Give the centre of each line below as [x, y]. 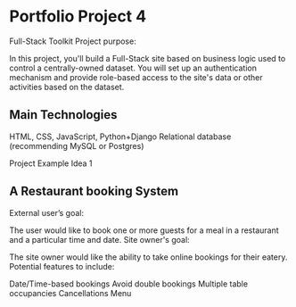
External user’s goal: [47, 212]
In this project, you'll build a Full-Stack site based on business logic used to [148, 58]
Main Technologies [63, 115]
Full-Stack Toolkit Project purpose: [73, 41]
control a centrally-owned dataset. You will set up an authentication [133, 68]
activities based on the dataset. [67, 87]
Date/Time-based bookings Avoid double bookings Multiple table [128, 284]
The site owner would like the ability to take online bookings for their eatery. [148, 257]
